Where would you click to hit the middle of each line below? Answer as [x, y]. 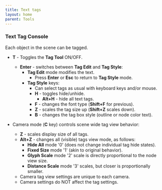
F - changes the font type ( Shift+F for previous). [84, 104]
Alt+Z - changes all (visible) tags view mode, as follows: [78, 139]
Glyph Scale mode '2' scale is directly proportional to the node [92, 155]
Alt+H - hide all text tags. [68, 98]
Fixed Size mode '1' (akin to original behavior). [75, 150]
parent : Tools [20, 19]
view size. [38, 160]
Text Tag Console [27, 36]
